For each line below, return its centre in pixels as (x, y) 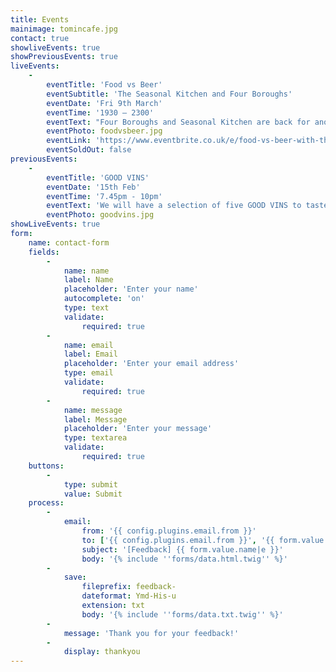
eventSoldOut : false (89, 150)
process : (46, 503)
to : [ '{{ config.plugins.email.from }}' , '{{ (178, 540)
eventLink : (69, 141)
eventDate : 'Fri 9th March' (104, 103)
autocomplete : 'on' (104, 299)
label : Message (95, 419)
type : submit (90, 484)
